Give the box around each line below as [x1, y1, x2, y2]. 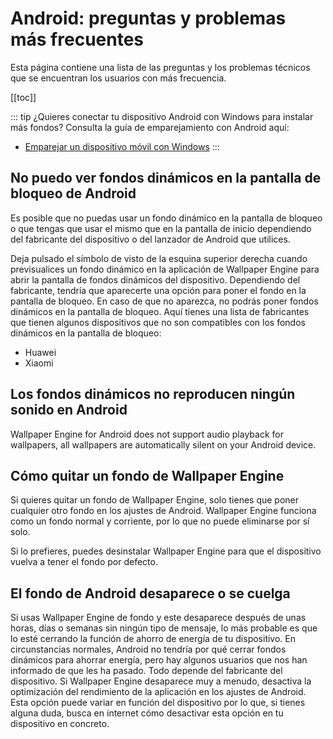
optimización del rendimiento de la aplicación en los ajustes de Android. [10, 686, 307, 698]
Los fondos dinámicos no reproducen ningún [10, 386, 296, 403]
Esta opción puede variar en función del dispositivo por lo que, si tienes [10, 697, 306, 709]
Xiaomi [24, 357, 54, 369]
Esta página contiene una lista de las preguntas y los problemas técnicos [10, 61, 311, 73]
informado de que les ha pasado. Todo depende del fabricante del [10, 665, 283, 677]
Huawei [24, 346, 57, 358]
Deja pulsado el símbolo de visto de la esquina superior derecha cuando [10, 252, 308, 264]
